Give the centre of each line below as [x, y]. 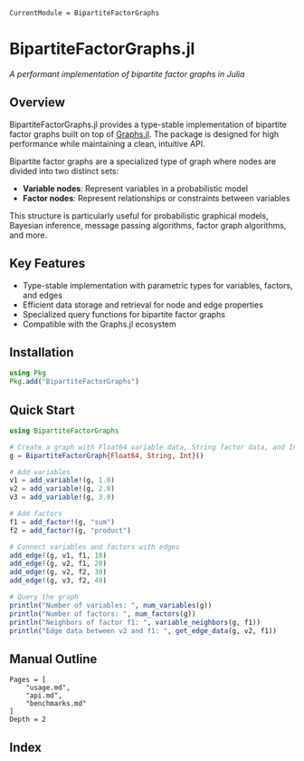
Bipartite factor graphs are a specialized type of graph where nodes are [143, 161]
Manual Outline [53, 659]
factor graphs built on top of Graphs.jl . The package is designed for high [144, 134]
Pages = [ [28, 680]
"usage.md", [48, 688]
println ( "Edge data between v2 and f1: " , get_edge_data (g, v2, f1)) [143, 630]
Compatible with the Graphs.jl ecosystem [99, 324]
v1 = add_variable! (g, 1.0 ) [62, 481]
